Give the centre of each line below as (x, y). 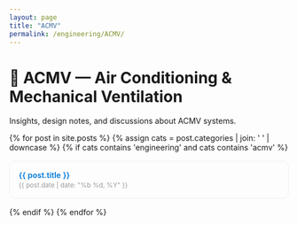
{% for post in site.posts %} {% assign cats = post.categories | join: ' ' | (139, 138)
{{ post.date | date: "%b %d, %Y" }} (74, 186)
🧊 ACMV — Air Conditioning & (121, 78)
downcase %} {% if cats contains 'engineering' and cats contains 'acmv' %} (148, 148)
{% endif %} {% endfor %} (58, 213)
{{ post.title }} (45, 175)
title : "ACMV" (35, 26)
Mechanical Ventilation (96, 96)
